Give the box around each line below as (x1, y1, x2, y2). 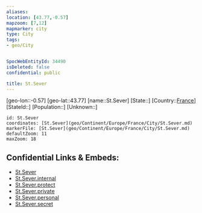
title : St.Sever (6, 81, 47, 87)
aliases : (6, 8, 28, 15)
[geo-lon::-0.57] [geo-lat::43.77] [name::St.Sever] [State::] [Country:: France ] (6, 97, 196, 104)
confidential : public (6, 70, 61, 76)
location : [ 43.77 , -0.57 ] (6, 14, 69, 20)
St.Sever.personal (14, 194, 59, 202)
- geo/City (6, 43, 34, 49)
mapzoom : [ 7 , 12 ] (6, 20, 47, 26)
